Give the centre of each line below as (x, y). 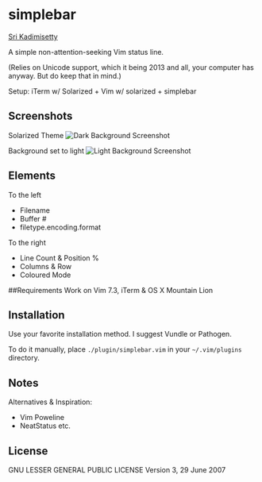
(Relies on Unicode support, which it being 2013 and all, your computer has (131, 67)
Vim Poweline (42, 418)
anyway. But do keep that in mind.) (65, 75)
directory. (24, 358)
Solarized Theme (36, 135)
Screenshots (40, 116)
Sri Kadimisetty (33, 37)
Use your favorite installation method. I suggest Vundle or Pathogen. (120, 334)
